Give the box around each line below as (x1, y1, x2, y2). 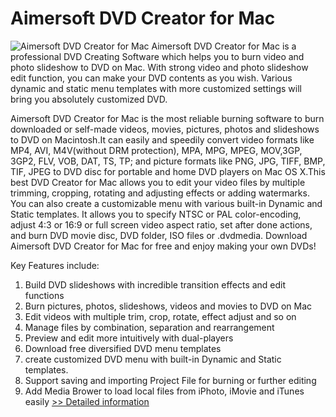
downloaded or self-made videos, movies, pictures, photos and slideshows (10, 123, 320, 135)
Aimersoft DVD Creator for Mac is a (151, 40, 297, 52)
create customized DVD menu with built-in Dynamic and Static (24, 353, 282, 365)
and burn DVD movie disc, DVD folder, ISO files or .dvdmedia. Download (10, 229, 308, 241)
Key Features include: (10, 259, 100, 271)
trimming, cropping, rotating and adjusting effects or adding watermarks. (10, 187, 310, 199)
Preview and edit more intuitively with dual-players (24, 332, 234, 344)
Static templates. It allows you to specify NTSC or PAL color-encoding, (10, 208, 302, 220)
